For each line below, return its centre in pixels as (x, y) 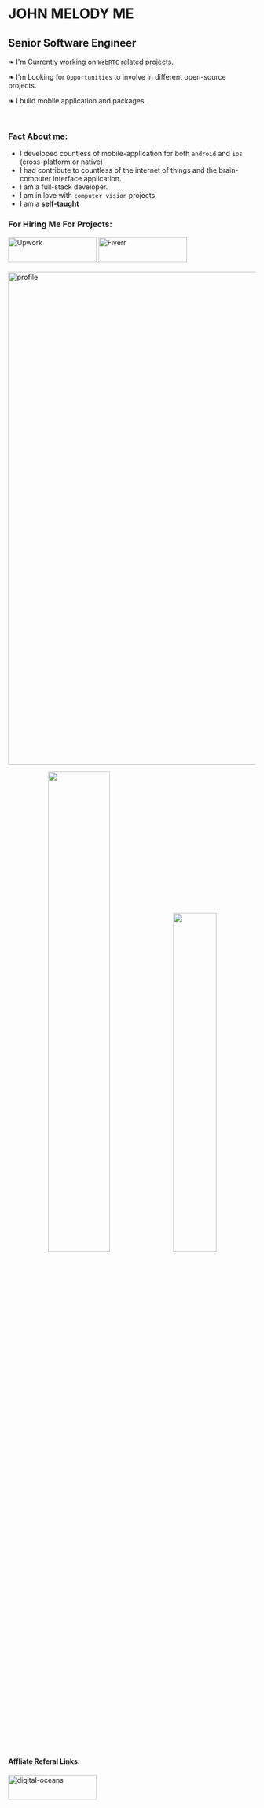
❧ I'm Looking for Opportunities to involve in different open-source (117, 77)
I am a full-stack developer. (64, 187)
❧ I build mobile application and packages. (77, 101)
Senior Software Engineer (72, 43)
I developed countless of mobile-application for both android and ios (131, 154)
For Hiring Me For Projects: (60, 224)
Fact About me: (38, 136)
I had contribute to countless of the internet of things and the (118, 170)
